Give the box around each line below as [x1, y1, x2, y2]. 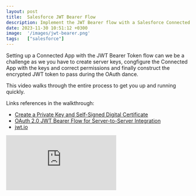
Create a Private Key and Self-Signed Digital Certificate [14, 111, 148, 118]
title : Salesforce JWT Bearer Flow [6, 14, 96, 20]
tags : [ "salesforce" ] [6, 36, 65, 42]
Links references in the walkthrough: [6, 100, 95, 106]
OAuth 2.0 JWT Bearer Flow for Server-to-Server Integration [14, 117, 161, 124]
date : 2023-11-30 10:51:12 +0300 [6, 25, 88, 31]
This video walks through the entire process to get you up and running [6, 82, 176, 89]
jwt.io [14, 124, 28, 130]
